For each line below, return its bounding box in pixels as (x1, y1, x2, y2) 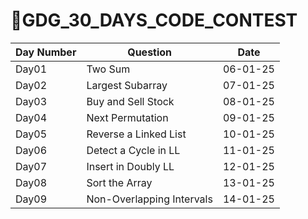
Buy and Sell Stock (86, 94, 175, 108)
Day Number (15, 45, 77, 59)
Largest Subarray (86, 78, 168, 92)
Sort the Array (86, 175, 153, 189)
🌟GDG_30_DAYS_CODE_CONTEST (10, 9, 298, 32)
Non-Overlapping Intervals (86, 192, 213, 206)
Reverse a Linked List (86, 127, 187, 141)
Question (127, 45, 173, 59)
